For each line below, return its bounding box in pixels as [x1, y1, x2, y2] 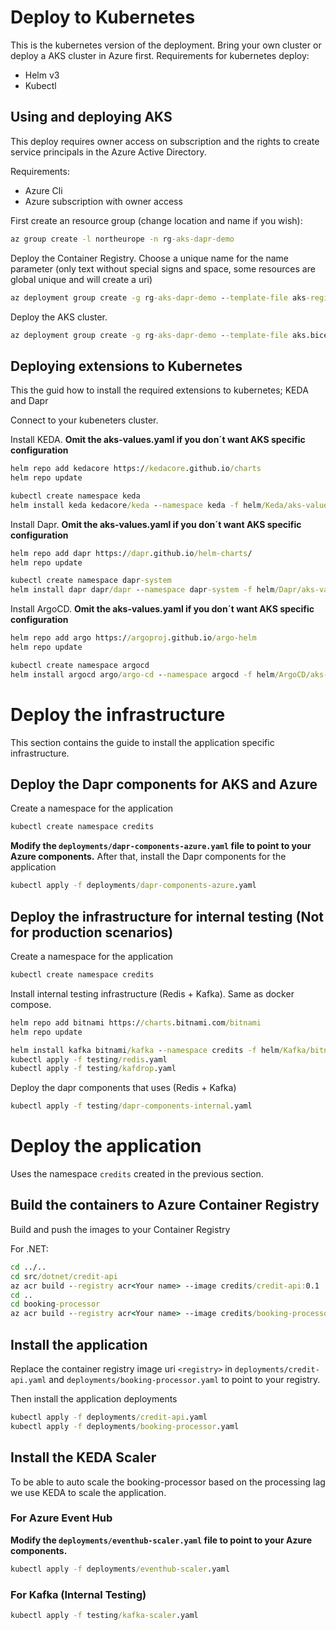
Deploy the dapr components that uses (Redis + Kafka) [10, 1082, 237, 1094]
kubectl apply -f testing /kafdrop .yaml [10, 1064, 177, 1074]
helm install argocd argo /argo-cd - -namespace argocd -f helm [10, 669, 275, 680]
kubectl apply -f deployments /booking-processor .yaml [10, 1421, 240, 1431]
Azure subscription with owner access [24, 195, 183, 207]
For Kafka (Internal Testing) [10, 1587, 147, 1601]
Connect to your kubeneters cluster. [10, 414, 159, 426]
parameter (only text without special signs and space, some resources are [10, 262, 316, 275]
